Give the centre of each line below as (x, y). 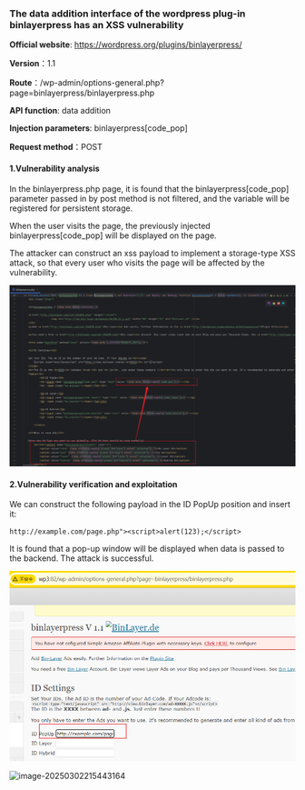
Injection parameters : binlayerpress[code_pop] (98, 128)
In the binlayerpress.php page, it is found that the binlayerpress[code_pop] (149, 188)
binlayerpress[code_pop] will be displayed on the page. (113, 235)
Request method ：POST (56, 147)
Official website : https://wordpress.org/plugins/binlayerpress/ (126, 45)
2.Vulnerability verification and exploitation (93, 484)
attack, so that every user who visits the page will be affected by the (137, 263)
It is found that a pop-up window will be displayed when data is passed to (147, 549)
